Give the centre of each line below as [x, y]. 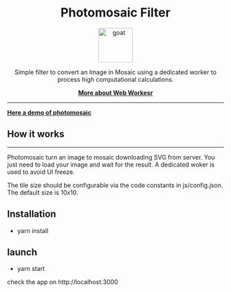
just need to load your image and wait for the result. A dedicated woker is [111, 164]
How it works [36, 134]
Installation [32, 214]
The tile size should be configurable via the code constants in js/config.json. [115, 185]
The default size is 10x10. [43, 192]
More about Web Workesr [115, 93]
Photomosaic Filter [115, 13]
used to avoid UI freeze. [41, 172]
